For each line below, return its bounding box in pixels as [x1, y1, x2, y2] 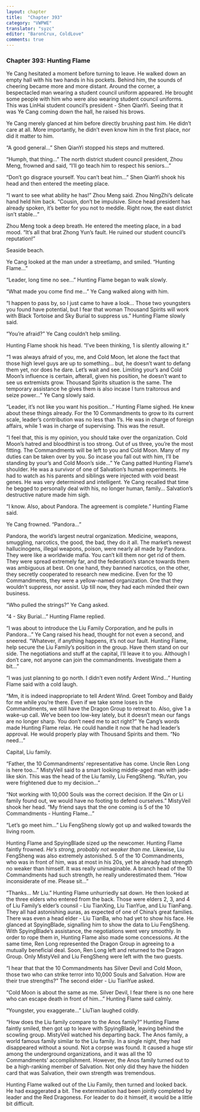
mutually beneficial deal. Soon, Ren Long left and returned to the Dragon [6, 947, 184, 954]
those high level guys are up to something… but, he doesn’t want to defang [6, 360, 191, 367]
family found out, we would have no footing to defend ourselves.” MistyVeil [6, 797, 191, 805]
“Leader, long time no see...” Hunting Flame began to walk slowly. [6, 276, 168, 283]
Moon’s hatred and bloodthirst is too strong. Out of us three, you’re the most [6, 440, 193, 448]
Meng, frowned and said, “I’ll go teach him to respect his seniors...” [6, 162, 171, 170]
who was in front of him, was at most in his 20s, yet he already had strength [6, 859, 193, 866]
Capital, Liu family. [6, 748, 52, 756]
